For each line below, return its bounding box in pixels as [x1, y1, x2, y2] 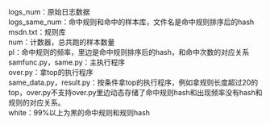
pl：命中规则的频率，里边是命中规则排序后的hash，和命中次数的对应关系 [8, 48, 250, 56]
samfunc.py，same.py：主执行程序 [8, 57, 126, 67]
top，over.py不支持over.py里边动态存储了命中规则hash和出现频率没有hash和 [8, 88, 263, 97]
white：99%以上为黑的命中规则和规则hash [8, 108, 151, 117]
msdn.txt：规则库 [8, 27, 66, 36]
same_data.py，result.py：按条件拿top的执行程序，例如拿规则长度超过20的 [8, 77, 259, 87]
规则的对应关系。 [8, 98, 65, 107]
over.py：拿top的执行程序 [8, 68, 93, 77]
